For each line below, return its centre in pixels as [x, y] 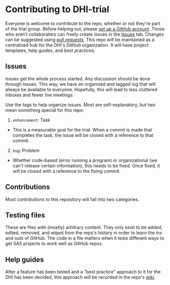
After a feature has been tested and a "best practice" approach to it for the [83, 272]
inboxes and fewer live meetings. [40, 94]
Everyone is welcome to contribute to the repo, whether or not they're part [83, 23]
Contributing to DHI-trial [57, 9]
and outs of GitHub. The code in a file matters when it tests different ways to [85, 238]
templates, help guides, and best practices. [50, 50]
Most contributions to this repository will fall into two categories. [72, 199]
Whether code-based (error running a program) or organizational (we [85, 160]
